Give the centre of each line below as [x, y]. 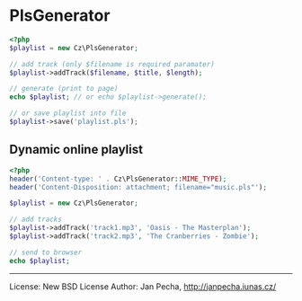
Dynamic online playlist [76, 150]
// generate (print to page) [64, 89]
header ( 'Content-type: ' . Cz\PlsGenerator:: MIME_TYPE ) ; [118, 179]
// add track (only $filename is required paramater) [112, 64]
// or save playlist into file [68, 113]
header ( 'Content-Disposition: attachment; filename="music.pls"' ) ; [138, 187]
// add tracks [36, 220]
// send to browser [46, 252]
